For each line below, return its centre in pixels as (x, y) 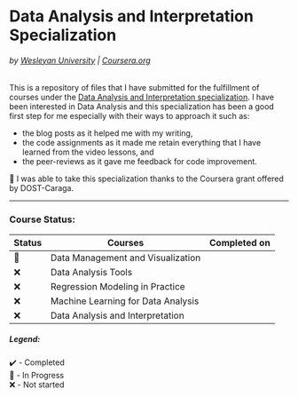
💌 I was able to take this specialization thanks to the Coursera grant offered (146, 179)
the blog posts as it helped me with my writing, (107, 133)
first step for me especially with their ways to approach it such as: (129, 116)
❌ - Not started (37, 385)
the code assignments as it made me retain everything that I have (141, 143)
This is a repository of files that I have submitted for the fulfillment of (134, 88)
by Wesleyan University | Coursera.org (80, 60)
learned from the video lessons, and (88, 152)
